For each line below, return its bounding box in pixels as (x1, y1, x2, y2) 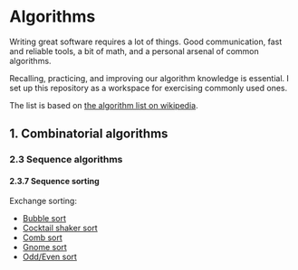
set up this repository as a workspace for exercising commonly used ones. (9, 82, 288, 93)
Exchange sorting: (9, 196, 77, 207)
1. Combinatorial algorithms (9, 126, 168, 142)
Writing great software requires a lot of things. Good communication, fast (9, 36, 283, 47)
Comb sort (22, 232, 63, 243)
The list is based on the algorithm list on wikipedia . (9, 99, 198, 110)
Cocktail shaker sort (22, 223, 98, 234)
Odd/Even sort (22, 251, 77, 263)
